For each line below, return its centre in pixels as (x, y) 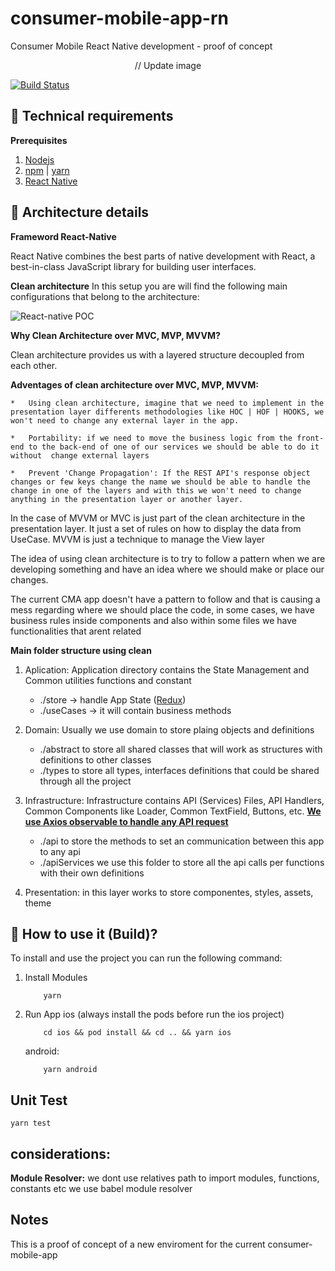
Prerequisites (39, 140)
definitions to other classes (95, 759)
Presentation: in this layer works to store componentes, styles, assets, (169, 892)
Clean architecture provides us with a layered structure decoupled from (157, 354)
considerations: (61, 1153)
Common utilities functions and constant (108, 680)
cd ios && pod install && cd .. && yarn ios (137, 1033)
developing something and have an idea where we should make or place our (167, 569)
